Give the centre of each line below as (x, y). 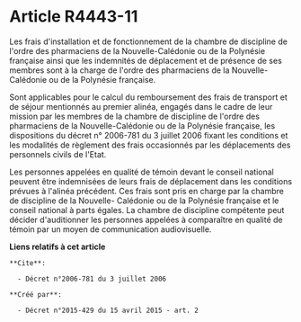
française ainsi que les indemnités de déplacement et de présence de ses (146, 60)
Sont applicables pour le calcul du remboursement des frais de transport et (148, 97)
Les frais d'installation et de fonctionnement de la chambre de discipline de (148, 41)
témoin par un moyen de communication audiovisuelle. (111, 229)
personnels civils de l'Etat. (58, 154)
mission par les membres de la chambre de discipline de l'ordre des (135, 116)
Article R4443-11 (74, 17)
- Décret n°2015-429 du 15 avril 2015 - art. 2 (108, 310)
